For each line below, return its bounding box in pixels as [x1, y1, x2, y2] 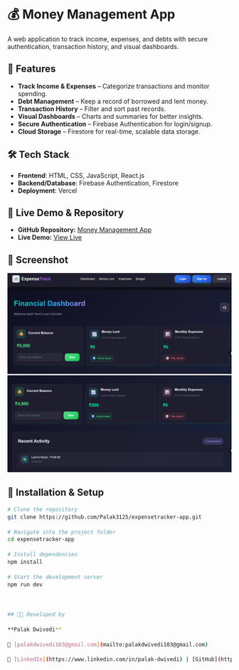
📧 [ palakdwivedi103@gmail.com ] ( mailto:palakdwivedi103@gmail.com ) [7, 641, 208, 648]
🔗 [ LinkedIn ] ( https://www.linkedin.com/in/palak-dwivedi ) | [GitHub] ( [7, 656, 221, 663]
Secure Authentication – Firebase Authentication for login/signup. [17, 119, 213, 128]
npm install [7, 558, 43, 566]
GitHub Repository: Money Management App [17, 225, 152, 234]
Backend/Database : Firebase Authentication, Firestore [17, 179, 179, 187]
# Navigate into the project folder [7, 528, 116, 536]
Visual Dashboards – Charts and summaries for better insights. [17, 112, 204, 120]
